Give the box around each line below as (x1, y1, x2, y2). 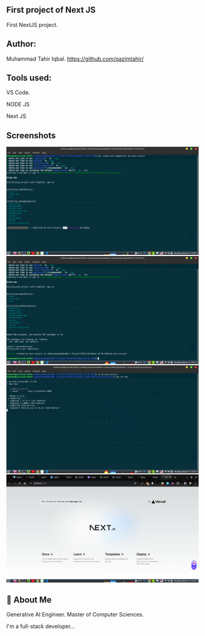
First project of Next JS (6, 5, 96, 15)
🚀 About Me (6, 594, 52, 605)
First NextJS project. (6, 21, 58, 28)
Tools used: (6, 73, 52, 83)
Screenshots (6, 130, 56, 141)
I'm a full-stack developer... (6, 623, 75, 630)
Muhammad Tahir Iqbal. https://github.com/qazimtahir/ (6, 55, 144, 62)
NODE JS (6, 101, 30, 108)
